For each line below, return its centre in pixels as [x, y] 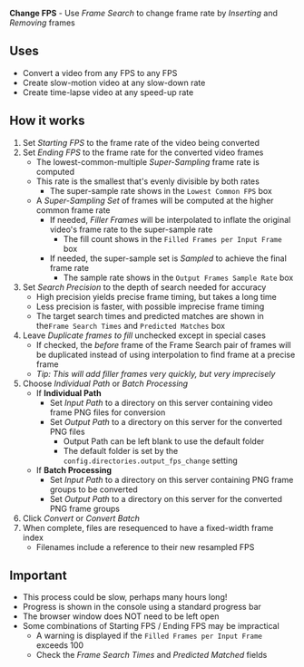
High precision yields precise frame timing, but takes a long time [156, 296]
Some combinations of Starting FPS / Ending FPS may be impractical [151, 626]
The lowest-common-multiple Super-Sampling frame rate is [148, 161]
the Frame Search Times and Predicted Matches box [131, 325]
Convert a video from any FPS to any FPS [100, 72]
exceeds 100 [60, 645]
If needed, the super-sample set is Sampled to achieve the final [168, 258]
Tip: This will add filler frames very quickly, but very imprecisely [156, 373]
